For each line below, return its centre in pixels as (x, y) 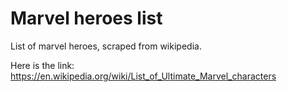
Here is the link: (42, 65)
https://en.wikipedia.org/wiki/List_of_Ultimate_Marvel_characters (143, 76)
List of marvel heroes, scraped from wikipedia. (106, 46)
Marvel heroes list (86, 18)
